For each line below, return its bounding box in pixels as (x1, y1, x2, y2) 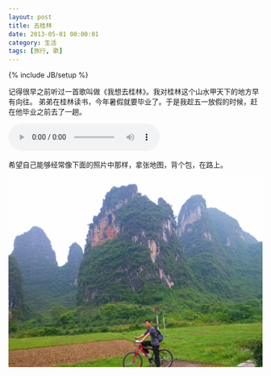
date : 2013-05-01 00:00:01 (8, 30, 99, 38)
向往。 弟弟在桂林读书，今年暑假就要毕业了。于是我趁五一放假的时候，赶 (15, 97, 258, 107)
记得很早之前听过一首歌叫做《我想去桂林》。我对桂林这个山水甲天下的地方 (8, 87, 252, 97)
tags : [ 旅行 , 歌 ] (8, 47, 63, 56)
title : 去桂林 (8, 21, 52, 30)
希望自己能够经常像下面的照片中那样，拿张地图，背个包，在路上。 (8, 160, 227, 169)
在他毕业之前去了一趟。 (8, 107, 86, 117)
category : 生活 (8, 39, 57, 47)
